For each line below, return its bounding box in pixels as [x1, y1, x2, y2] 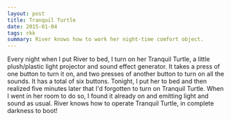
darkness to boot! [7, 107, 58, 115]
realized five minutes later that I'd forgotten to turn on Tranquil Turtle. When [7, 85, 224, 93]
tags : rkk [7, 29, 36, 37]
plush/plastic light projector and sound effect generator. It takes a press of [7, 62, 221, 71]
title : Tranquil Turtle [7, 17, 77, 24]
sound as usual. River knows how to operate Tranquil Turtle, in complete [7, 99, 214, 108]
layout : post [7, 10, 45, 17]
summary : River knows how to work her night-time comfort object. [7, 36, 204, 43]
